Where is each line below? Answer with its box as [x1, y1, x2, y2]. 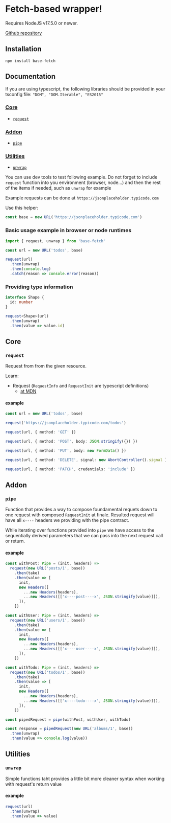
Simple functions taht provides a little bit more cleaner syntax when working [5, 775, 165, 782]
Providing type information [5, 283, 73, 290]
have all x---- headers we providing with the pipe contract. [5, 517, 129, 523]
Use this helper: [5, 205, 39, 211]
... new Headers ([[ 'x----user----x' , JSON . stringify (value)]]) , [23, 646, 160, 652]
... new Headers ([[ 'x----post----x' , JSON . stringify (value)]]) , [23, 594, 160, 600]
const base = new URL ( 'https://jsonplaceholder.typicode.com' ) [5, 215, 142, 220]
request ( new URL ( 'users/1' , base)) [10, 618, 85, 623]
